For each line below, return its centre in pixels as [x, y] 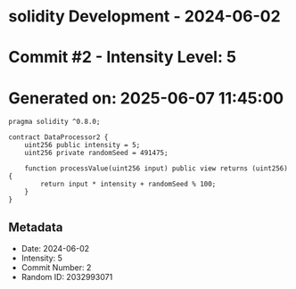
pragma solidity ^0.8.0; [54, 122]
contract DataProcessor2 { [58, 137]
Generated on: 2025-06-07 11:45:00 [146, 98]
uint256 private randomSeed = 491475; [96, 153]
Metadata [36, 227]
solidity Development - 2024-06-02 [145, 17]
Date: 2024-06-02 [55, 249]
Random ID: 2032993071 [67, 277]
